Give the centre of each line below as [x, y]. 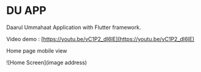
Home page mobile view [37, 51]
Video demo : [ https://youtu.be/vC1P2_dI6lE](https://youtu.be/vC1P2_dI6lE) [100, 39]
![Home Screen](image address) [47, 62]
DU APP [26, 11]
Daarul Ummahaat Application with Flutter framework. [74, 27]
